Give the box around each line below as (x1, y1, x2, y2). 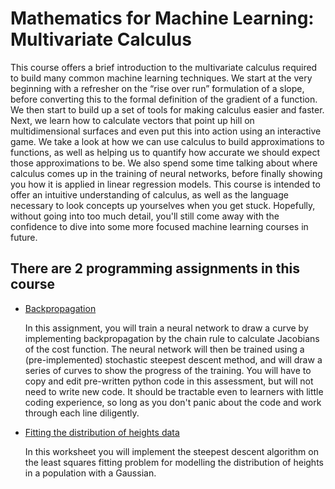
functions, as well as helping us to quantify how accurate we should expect (10, 146, 321, 158)
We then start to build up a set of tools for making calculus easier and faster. (10, 103, 325, 116)
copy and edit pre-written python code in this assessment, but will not (24, 375, 314, 387)
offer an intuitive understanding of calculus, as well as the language (10, 188, 289, 201)
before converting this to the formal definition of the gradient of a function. (10, 93, 318, 105)
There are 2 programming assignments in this (10, 260, 301, 277)
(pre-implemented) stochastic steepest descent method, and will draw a (24, 353, 323, 366)
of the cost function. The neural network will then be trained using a (24, 343, 305, 355)
